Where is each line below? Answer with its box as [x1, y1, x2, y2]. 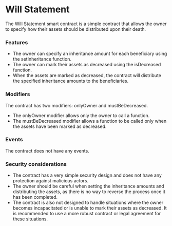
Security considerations [5, 160, 67, 167]
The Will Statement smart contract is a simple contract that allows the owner [5, 21, 167, 27]
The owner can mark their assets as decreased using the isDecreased [12, 62, 161, 68]
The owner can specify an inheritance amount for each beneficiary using [12, 50, 167, 57]
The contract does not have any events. [5, 147, 90, 154]
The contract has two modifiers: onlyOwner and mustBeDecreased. [5, 102, 148, 108]
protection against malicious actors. [12, 178, 89, 184]
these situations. [12, 216, 48, 222]
